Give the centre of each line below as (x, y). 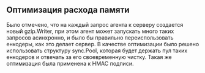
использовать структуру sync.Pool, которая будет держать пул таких (97, 50)
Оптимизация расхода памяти (68, 10)
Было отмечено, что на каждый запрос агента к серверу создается (95, 24)
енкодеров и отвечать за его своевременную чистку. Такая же (89, 57)
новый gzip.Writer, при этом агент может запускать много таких (90, 31)
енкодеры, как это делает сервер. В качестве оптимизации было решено (103, 44)
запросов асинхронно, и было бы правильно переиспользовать (90, 37)
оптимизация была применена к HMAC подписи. (70, 63)
